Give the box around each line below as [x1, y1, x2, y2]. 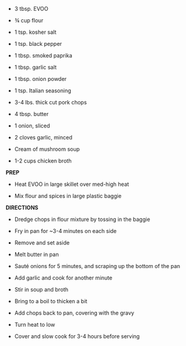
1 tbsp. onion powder [14, 75, 67, 82]
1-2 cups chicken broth [14, 157, 72, 164]
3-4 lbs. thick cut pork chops [14, 99, 87, 106]
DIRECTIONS [5, 204, 39, 211]
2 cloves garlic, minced [14, 134, 73, 141]
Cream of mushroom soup [14, 146, 80, 153]
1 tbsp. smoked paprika [14, 52, 73, 59]
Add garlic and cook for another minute [14, 274, 113, 281]
